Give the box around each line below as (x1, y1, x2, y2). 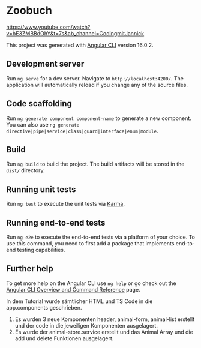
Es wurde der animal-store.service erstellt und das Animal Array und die (14, 328, 193, 335)
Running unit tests (6, 184, 76, 194)
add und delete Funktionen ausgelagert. (14, 334, 114, 342)
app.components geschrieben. (6, 304, 82, 311)
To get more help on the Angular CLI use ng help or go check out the (6, 280, 176, 287)
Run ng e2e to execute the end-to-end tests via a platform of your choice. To (6, 233, 196, 241)
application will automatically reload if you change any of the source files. (6, 81, 188, 88)
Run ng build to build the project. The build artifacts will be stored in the (6, 160, 185, 168)
